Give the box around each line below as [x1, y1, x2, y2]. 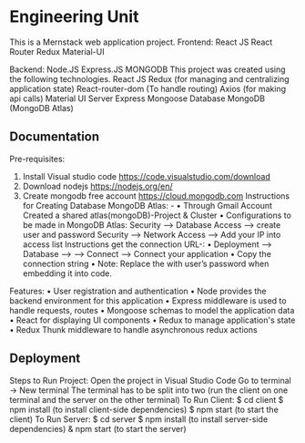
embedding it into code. [22, 267, 112, 279]
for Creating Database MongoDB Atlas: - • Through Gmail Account [22, 200, 273, 211]
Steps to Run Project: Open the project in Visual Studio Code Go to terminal [9, 375, 291, 386]
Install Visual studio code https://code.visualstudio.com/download [22, 170, 270, 181]
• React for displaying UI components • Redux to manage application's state [9, 314, 296, 325]
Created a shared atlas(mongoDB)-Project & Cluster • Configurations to [22, 210, 291, 221]
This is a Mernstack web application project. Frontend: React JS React [9, 36, 273, 47]
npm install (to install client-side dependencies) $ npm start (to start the [9, 404, 280, 415]
